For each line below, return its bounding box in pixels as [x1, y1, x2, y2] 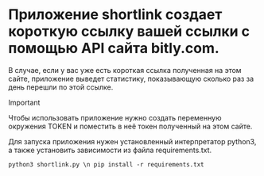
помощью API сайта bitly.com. [8, 40, 220, 57]
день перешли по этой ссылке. [8, 82, 114, 92]
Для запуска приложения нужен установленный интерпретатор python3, [8, 136, 257, 146]
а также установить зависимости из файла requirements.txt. [8, 145, 212, 155]
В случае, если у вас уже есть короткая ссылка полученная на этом [8, 65, 242, 75]
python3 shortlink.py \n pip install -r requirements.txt [8, 160, 204, 168]
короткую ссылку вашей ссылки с [8, 22, 250, 40]
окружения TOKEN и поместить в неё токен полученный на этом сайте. [8, 121, 253, 131]
